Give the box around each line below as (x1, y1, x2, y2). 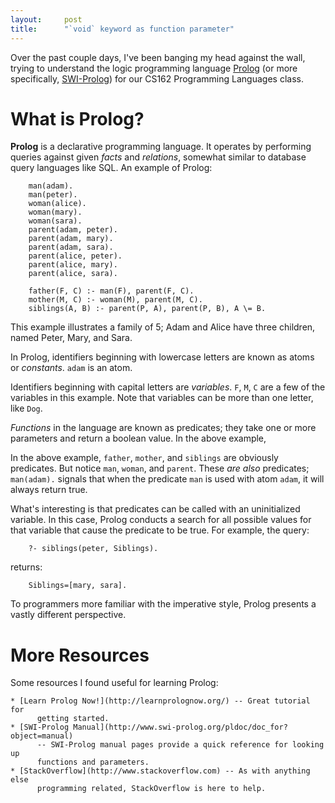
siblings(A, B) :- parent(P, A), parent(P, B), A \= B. (28, 304, 267, 314)
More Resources (10, 644, 150, 666)
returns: (10, 561, 43, 573)
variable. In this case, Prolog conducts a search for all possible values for (10, 514, 312, 526)
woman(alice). (28, 199, 87, 209)
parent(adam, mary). (28, 234, 114, 244)
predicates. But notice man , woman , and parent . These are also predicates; (10, 462, 310, 475)
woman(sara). (28, 216, 83, 226)
